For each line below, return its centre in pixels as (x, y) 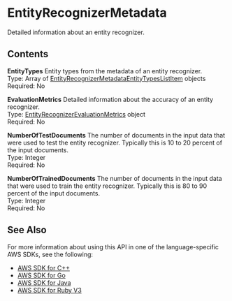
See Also (27, 230)
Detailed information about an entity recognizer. (76, 32)
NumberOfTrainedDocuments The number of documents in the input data (115, 178)
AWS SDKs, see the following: (50, 254)
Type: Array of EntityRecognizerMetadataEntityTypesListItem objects (107, 78)
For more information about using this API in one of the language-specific (113, 247)
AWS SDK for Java (44, 282)
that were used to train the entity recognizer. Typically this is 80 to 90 (107, 186)
